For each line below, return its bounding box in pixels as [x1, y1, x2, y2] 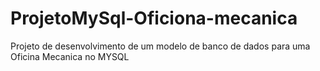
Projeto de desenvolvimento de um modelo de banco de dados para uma [10, 40, 311, 52]
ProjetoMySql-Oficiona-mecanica [10, 7, 298, 30]
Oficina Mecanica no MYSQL [10, 50, 130, 62]
